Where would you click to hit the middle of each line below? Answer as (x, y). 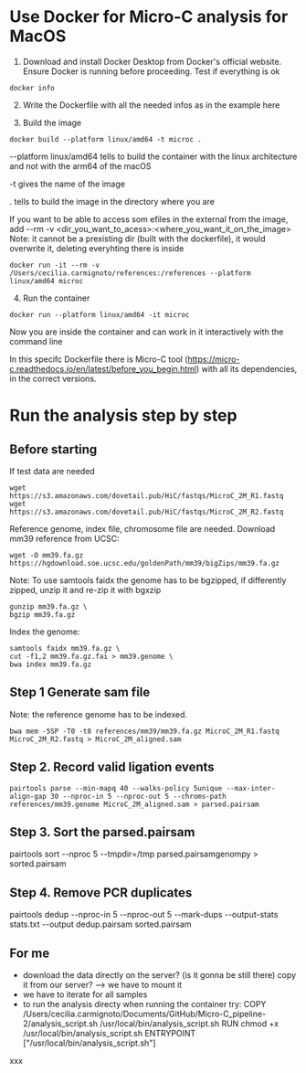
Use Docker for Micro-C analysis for (149, 17)
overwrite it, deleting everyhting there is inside (97, 248)
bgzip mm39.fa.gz (42, 614)
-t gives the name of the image (68, 184)
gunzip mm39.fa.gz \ (49, 606)
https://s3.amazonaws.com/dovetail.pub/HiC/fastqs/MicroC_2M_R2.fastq (147, 512)
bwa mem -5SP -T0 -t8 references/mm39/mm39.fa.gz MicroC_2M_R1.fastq (145, 731)
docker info (32, 88)
